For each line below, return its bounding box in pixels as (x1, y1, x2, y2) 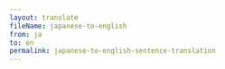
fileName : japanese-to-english (9, 22, 127, 30)
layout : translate (9, 13, 79, 22)
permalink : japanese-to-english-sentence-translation (9, 47, 217, 56)
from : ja (9, 30, 42, 39)
